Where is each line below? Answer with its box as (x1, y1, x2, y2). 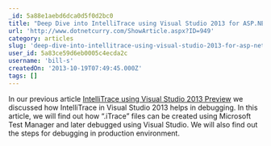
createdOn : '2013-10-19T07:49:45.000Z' (8, 65, 143, 73)
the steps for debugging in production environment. (8, 128, 180, 138)
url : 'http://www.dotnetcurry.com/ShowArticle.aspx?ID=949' (8, 27, 215, 35)
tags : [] (8, 72, 38, 80)
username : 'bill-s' (8, 57, 74, 65)
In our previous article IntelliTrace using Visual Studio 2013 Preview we (8, 94, 244, 103)
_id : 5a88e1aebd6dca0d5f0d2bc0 (8, 11, 114, 20)
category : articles (8, 34, 74, 43)
